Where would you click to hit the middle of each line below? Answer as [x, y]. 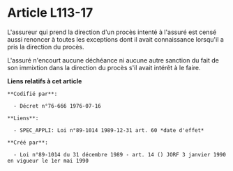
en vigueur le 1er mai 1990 [48, 161]
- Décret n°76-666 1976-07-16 [57, 106]
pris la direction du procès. [46, 47]
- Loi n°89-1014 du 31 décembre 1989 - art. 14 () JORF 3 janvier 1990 [120, 154]
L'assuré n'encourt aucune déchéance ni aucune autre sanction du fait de [113, 60]
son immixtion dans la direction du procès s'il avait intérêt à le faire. [104, 67]
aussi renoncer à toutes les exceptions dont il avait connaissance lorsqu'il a [116, 39]
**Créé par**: [28, 142]
